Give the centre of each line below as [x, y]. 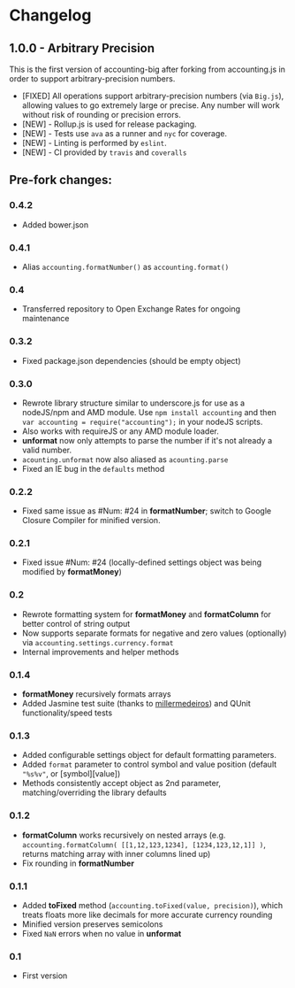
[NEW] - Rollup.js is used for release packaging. [109, 124]
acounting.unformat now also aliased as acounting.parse [125, 459]
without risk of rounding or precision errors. [101, 115]
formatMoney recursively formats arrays [96, 694]
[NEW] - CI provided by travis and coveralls [104, 152]
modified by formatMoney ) [72, 572]
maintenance [45, 319]
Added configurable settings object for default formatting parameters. [149, 755]
